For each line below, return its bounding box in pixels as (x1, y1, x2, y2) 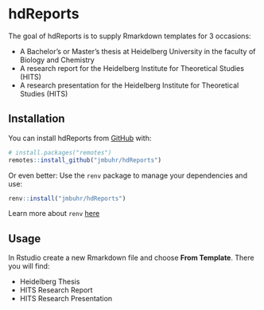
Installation (8, 112, 65, 126)
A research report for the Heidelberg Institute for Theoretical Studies (19, 63, 245, 73)
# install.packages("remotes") (8, 148, 112, 156)
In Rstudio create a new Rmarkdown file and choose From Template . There (8, 253, 254, 263)
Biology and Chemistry (19, 55, 95, 65)
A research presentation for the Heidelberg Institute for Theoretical (19, 80, 239, 90)
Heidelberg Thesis (19, 277, 80, 287)
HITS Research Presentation (19, 294, 113, 304)
